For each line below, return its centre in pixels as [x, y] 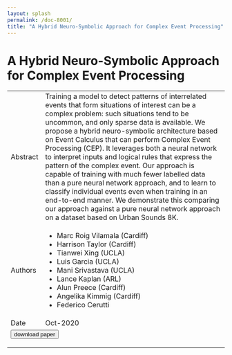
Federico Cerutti [83, 305]
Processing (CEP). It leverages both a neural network [131, 148]
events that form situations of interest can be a [120, 105]
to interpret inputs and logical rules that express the [128, 157]
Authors [23, 271]
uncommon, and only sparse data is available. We [125, 122]
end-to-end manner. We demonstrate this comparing [132, 200]
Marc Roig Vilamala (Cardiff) [103, 236]
